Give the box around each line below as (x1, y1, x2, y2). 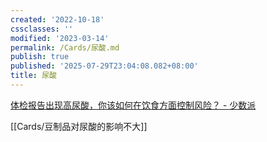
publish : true (10, 52, 70, 62)
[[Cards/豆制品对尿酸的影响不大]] (10, 120, 148, 132)
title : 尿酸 (10, 71, 57, 81)
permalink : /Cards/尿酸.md (10, 42, 120, 53)
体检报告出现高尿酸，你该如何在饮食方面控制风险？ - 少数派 (10, 99, 257, 111)
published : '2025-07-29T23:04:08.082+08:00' (10, 61, 199, 71)
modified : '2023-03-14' (10, 33, 110, 43)
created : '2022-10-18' (10, 14, 105, 25)
